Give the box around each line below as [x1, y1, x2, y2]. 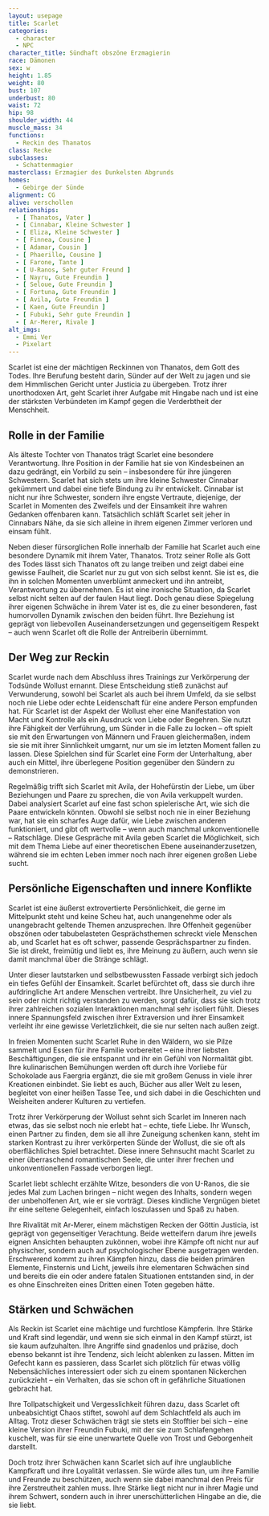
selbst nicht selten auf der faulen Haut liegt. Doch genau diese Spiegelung [8, 593, 255, 603]
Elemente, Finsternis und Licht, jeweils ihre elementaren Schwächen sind [8, 1262, 250, 1272]
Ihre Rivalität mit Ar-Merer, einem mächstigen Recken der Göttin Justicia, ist [8, 1220, 259, 1229]
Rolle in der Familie [8, 428, 105, 442]
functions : [8, 131, 45, 139]
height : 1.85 [8, 72, 52, 80]
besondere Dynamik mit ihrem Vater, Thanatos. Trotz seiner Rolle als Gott [8, 550, 251, 560]
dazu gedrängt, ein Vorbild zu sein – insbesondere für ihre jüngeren [8, 467, 232, 476]
